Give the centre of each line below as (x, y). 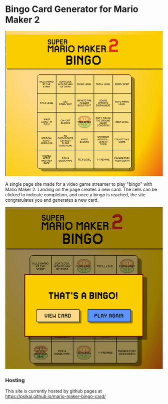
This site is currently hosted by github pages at (54, 391)
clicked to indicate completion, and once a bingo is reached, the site (75, 195)
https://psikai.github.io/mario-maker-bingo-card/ (55, 397)
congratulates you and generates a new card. (52, 200)
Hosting (15, 380)
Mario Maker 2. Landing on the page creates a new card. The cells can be (81, 189)
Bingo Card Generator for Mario (72, 9)
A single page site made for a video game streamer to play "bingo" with (79, 184)
